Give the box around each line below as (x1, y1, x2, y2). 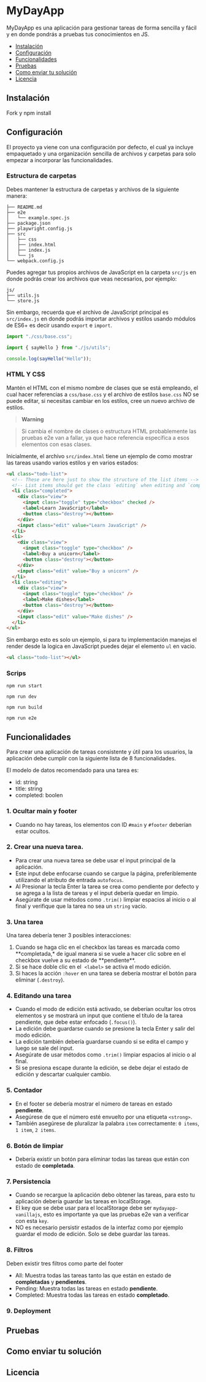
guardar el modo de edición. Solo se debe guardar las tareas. (15, 1230, 170, 1238)
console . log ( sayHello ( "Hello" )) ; (6, 356, 92, 362)
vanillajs (15, 1212, 41, 1218)
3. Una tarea (6, 918, 44, 926)
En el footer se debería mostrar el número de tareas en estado (15, 1100, 173, 1107)
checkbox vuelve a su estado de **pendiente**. (15, 956, 136, 964)
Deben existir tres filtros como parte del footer (6, 1260, 124, 1267)
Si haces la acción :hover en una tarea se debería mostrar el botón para (15, 970, 197, 977)
